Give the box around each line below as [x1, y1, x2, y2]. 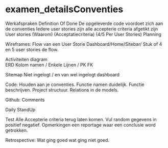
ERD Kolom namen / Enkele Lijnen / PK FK [5, 62, 93, 68]
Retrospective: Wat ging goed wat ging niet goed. [5, 137, 110, 143]
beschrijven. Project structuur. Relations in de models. [5, 86, 119, 93]
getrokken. [5, 127, 28, 133]
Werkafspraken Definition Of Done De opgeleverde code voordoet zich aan [5, 20, 163, 26]
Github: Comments [5, 97, 45, 103]
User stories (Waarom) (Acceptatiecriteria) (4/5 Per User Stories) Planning [5, 31, 162, 37]
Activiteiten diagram [5, 56, 47, 62]
